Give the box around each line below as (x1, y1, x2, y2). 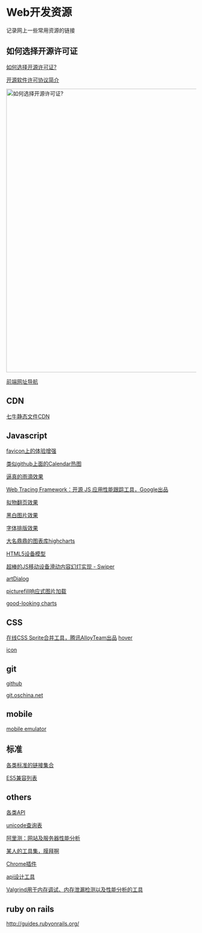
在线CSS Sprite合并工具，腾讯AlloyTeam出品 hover (6, 634, 133, 641)
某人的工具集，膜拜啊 (6, 848, 59, 855)
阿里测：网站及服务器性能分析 (6, 834, 80, 842)
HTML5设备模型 (6, 550, 46, 557)
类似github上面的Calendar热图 (6, 460, 82, 468)
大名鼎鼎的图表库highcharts (6, 537, 75, 545)
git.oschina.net (6, 692, 43, 699)
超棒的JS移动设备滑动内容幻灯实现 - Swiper (6, 563, 115, 571)
